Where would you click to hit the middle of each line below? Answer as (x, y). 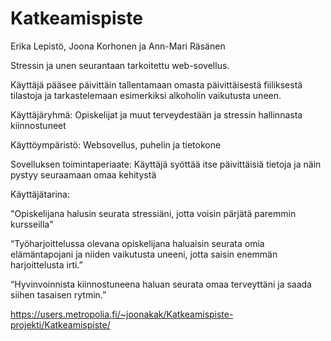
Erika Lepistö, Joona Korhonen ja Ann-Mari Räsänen (118, 46)
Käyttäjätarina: (40, 194)
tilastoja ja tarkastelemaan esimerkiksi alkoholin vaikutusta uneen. (146, 95)
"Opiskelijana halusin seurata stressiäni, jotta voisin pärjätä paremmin (153, 213)
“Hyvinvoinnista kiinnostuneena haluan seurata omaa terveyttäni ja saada (161, 284)
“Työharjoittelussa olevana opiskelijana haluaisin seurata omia (137, 243)
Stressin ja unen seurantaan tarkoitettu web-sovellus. (120, 65)
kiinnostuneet (38, 125)
